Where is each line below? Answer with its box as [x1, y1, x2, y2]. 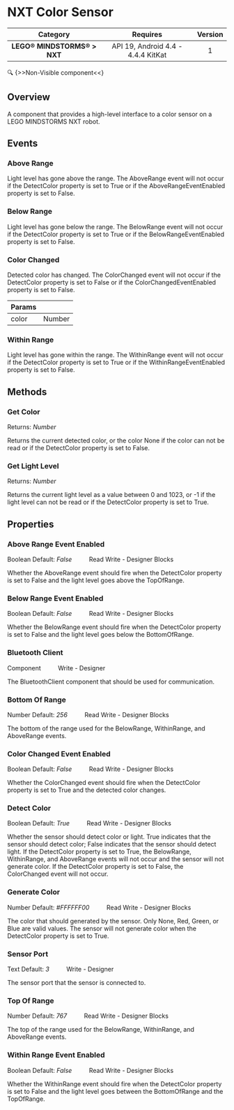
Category [38, 29, 70, 39]
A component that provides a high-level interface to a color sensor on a [7, 110, 212, 118]
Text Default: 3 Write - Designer [7, 965, 114, 974]
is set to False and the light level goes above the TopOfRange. [7, 576, 185, 584]
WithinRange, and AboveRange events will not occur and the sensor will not [7, 855, 224, 863]
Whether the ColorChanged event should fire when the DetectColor [7, 779, 201, 787]
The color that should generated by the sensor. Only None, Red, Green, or [7, 916, 219, 925]
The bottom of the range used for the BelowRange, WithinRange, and [7, 724, 205, 733]
